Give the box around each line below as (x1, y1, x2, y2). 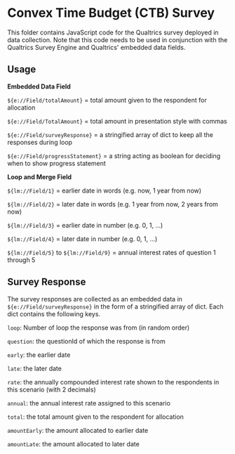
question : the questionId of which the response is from (7, 337, 166, 345)
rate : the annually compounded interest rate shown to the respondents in (7, 377, 220, 386)
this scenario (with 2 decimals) (7, 385, 96, 394)
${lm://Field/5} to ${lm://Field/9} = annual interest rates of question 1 (7, 248, 216, 257)
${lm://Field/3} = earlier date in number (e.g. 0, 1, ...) (7, 221, 163, 229)
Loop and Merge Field (7, 172, 72, 181)
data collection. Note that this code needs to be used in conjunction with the (7, 35, 228, 44)
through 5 (7, 255, 36, 264)
